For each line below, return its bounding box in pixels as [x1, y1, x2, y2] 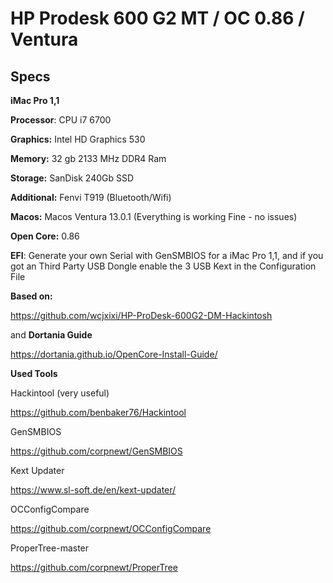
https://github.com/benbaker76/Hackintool [10, 407, 187, 418]
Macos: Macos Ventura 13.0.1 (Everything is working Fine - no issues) [10, 211, 298, 222]
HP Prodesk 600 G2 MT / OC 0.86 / [10, 7, 305, 30]
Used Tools [10, 368, 58, 379]
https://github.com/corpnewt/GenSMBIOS [10, 445, 183, 457]
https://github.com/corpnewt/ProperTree [10, 562, 178, 573]
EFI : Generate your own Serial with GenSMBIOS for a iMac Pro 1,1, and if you [10, 250, 324, 261]
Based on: [10, 290, 53, 302]
